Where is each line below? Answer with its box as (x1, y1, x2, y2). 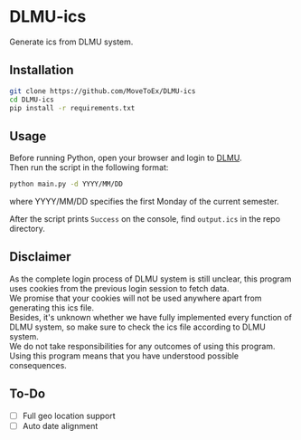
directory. (9, 224, 45, 234)
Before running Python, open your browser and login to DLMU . (9, 152, 242, 164)
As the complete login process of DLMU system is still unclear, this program (9, 273, 292, 284)
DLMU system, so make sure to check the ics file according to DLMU (9, 321, 267, 332)
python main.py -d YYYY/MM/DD (9, 179, 124, 189)
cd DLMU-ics (9, 95, 54, 104)
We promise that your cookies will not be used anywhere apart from (9, 292, 262, 303)
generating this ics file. (9, 301, 95, 313)
